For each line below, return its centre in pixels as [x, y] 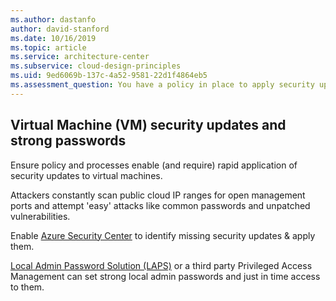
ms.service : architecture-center [80, 57]
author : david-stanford [60, 29]
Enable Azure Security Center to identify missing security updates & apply [163, 235]
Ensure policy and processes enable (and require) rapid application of [154, 165]
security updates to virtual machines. [86, 175]
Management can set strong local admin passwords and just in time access [165, 276]
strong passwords [68, 141]
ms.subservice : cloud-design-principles [96, 66]
